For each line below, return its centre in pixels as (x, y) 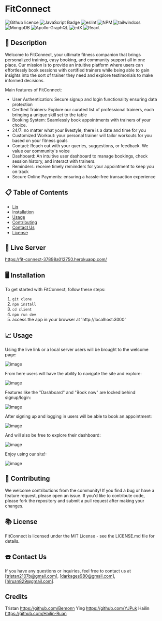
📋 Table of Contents (37, 193)
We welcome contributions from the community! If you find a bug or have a (80, 490)
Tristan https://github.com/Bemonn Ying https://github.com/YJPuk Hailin (77, 608)
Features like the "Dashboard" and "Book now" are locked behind (70, 392)
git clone (22, 299)
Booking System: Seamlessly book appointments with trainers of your (81, 120)
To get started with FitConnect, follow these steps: (55, 290)
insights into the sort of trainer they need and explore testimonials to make (79, 75)
